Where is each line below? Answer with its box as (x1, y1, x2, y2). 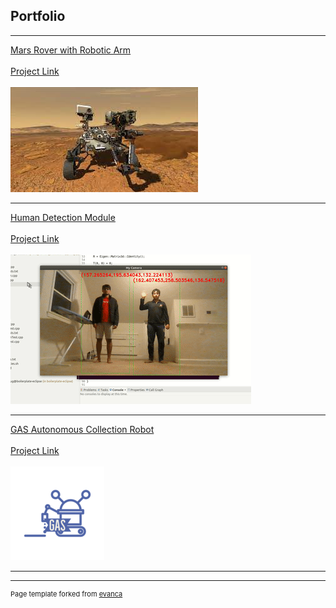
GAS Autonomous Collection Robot (10, 423, 155, 435)
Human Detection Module (10, 211, 116, 223)
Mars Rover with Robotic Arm (10, 44, 132, 56)
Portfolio (10, 8, 66, 25)
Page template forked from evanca (10, 589, 123, 599)
